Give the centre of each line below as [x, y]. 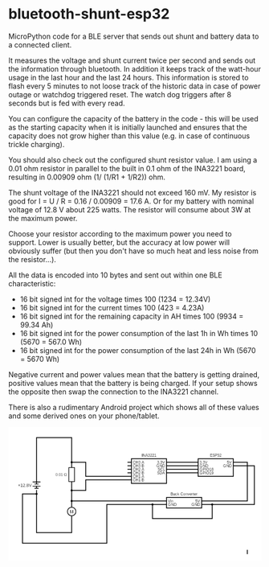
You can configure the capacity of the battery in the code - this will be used [133, 118]
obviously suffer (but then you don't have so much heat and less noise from [133, 251]
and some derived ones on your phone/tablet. [84, 416]
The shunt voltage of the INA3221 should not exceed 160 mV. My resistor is [132, 192]
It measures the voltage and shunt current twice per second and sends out [132, 60]
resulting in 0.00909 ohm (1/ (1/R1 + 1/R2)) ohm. [87, 177]
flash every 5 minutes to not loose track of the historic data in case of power [134, 86]
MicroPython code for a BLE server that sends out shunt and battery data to [134, 36]
